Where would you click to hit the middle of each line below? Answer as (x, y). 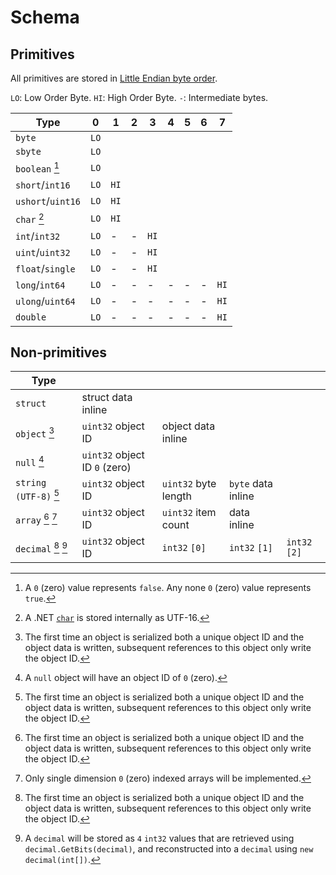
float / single (45, 268)
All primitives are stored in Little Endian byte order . (114, 78)
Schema (45, 17)
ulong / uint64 (45, 301)
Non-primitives (59, 352)
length (176, 496)
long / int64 (40, 284)
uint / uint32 (43, 252)
